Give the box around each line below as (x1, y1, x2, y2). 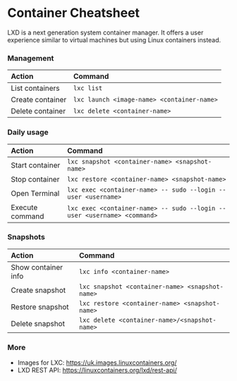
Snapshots (7, 232, 46, 242)
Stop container (11, 174, 60, 184)
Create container (11, 95, 67, 105)
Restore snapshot (11, 301, 69, 311)
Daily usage (7, 127, 49, 137)
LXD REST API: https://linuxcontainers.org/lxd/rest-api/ (17, 366, 178, 375)
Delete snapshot (11, 318, 66, 328)
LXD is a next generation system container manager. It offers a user (7, 28, 204, 37)
